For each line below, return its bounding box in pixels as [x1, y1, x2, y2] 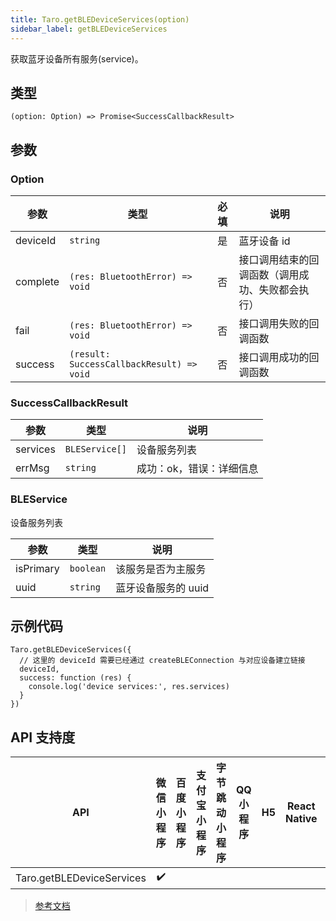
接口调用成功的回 [238, 351, 320, 364]
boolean [69, 562, 107, 574]
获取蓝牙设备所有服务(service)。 [10, 52, 144, 65]
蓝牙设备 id [238, 234, 291, 248]
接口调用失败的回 [238, 317, 320, 330]
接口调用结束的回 [238, 253, 320, 266]
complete [15, 275, 60, 288]
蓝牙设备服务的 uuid [115, 581, 210, 595]
